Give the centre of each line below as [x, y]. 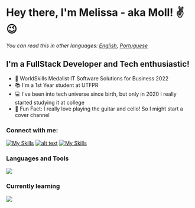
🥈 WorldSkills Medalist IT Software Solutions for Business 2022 [92, 78]
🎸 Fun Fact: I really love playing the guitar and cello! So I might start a [99, 109]
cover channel [32, 115]
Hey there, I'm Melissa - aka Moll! [90, 13]
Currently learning [33, 186]
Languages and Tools [38, 158]
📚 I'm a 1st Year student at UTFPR [56, 85]
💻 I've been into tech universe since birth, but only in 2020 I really [96, 94]
